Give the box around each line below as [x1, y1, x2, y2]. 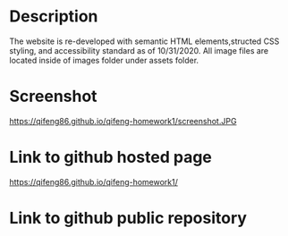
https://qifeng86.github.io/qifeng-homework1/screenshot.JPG [9, 115, 237, 126]
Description [9, 6, 98, 27]
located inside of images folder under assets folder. [9, 55, 199, 65]
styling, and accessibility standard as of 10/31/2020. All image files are [9, 45, 269, 55]
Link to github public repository [9, 208, 248, 228]
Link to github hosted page [9, 147, 213, 167]
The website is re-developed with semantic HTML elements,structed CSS [9, 36, 280, 46]
